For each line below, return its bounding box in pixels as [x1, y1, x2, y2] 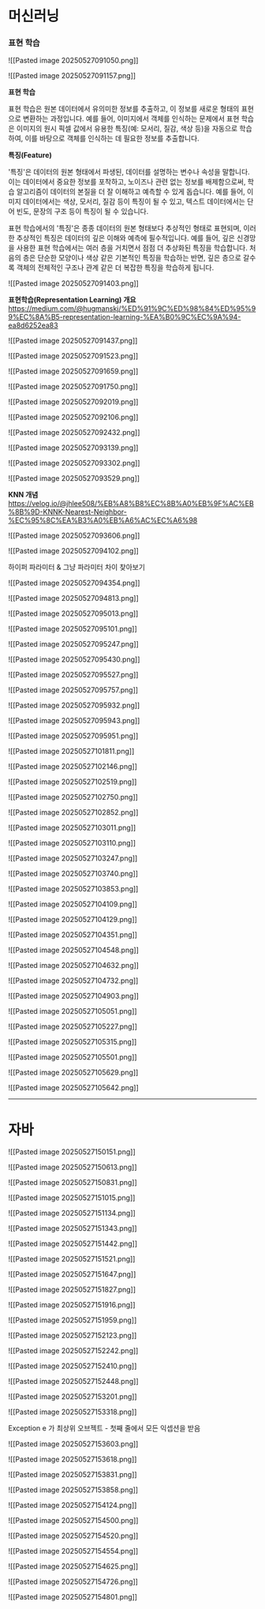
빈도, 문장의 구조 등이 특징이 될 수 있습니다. [16, 207, 149, 216]
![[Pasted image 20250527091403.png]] [8, 279, 140, 288]
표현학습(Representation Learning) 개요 [8, 295, 136, 305]
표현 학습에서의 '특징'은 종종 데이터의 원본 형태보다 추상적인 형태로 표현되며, [8, 223, 242, 233]
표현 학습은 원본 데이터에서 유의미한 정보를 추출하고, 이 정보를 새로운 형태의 [8, 104, 240, 114]
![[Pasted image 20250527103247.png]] [8, 853, 138, 863]
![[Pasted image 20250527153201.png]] [8, 1392, 137, 1401]
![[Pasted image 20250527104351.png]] [8, 930, 138, 940]
